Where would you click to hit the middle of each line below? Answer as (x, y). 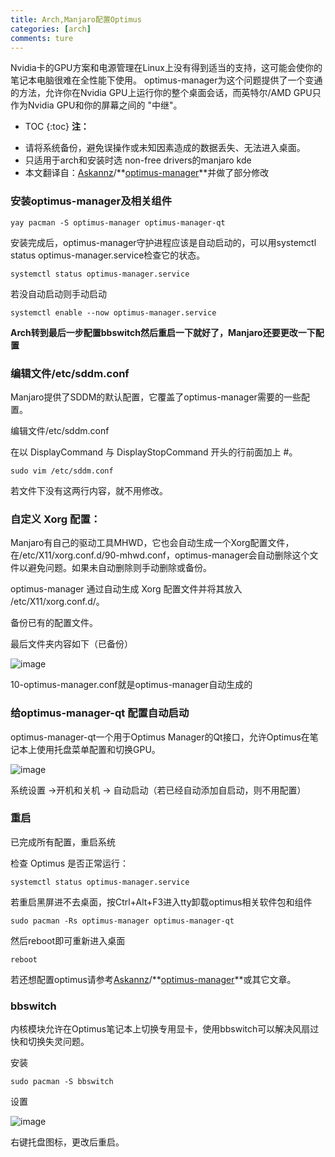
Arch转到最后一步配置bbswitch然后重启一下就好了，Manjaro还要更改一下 (163, 332)
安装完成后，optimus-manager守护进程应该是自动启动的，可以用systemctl (163, 242)
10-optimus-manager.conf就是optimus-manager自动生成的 (131, 685)
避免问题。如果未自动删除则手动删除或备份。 (119, 568)
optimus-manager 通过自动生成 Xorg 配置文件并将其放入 (126, 589)
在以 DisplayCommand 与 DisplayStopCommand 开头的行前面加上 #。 (154, 452)
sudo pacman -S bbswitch (62, 1082)
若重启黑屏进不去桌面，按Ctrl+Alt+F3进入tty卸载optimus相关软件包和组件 (161, 902)
